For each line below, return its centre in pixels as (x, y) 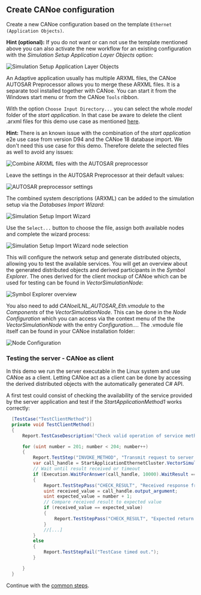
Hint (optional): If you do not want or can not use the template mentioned (97, 42)
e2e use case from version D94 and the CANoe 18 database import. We (94, 139)
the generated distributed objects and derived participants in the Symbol (96, 270)
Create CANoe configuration (60, 10)
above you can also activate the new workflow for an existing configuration (99, 48)
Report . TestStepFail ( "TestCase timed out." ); (102, 552)
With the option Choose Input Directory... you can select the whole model (99, 108)
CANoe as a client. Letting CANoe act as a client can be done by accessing (99, 378)
